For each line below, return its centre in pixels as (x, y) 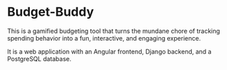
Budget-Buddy (51, 12)
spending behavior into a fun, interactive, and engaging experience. (104, 38)
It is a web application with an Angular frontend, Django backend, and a (109, 51)
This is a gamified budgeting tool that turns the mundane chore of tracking (114, 31)
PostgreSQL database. (39, 58)
